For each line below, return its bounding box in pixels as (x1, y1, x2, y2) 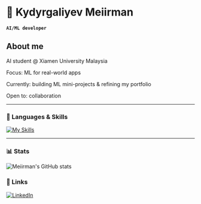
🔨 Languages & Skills (6, 112, 68, 121)
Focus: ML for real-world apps (6, 69, 81, 76)
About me (6, 41, 44, 51)
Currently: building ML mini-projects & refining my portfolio (6, 80, 151, 87)
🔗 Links (6, 178, 28, 186)
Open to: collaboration (6, 92, 62, 99)
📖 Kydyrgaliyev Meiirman (6, 5, 133, 19)
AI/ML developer (6, 25, 47, 31)
